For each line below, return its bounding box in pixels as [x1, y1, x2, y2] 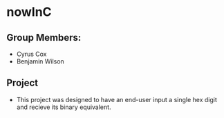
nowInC [6, 4, 53, 20]
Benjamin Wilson [16, 57, 65, 66]
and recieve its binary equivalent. [16, 103, 111, 111]
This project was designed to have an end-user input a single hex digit [16, 95, 217, 104]
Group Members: [6, 32, 82, 43]
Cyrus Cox [16, 50, 47, 58]
